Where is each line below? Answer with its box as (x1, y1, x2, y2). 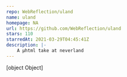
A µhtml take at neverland (17, 48, 84, 54)
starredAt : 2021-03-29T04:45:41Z (6, 36, 89, 42)
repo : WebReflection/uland (6, 8, 73, 15)
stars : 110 (6, 31, 33, 37)
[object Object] (6, 64, 44, 71)
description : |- (6, 42, 47, 48)
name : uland (6, 14, 36, 20)
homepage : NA (6, 20, 39, 26)
